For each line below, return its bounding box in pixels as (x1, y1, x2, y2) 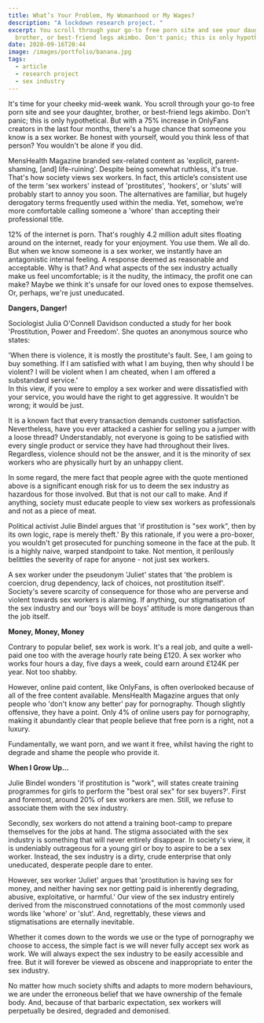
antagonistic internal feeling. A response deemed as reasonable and (8, 255, 229, 264)
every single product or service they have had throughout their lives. (8, 441, 230, 450)
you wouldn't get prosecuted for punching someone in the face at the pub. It (8, 537, 255, 547)
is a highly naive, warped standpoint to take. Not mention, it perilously (8, 546, 234, 555)
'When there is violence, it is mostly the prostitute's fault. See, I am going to (8, 350, 253, 360)
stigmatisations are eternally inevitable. (8, 917, 135, 926)
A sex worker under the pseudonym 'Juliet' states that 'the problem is (8, 570, 233, 579)
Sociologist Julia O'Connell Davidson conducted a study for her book (8, 318, 232, 328)
